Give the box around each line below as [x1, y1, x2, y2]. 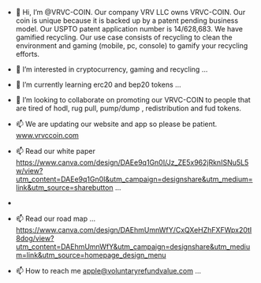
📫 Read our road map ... [15, 214, 96, 223]
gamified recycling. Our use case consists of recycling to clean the [15, 32, 233, 42]
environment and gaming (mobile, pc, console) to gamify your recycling [15, 41, 248, 50]
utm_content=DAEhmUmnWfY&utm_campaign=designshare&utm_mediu [15, 242, 251, 251]
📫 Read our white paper [15, 147, 96, 155]
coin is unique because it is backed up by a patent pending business [15, 16, 239, 25]
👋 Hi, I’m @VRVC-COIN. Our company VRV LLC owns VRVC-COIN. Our [15, 8, 246, 17]
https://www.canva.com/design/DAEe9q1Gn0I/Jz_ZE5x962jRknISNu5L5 [15, 158, 249, 167]
